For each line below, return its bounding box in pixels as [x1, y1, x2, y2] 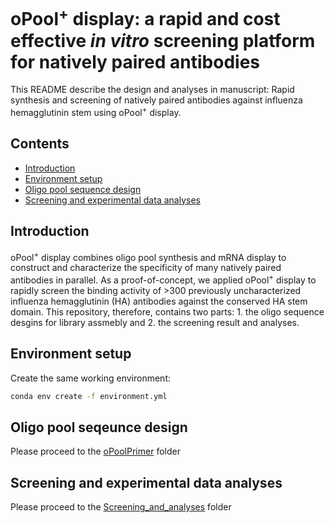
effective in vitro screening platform [10, 29, 316, 52]
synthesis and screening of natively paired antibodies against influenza [10, 94, 303, 106]
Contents [10, 135, 70, 153]
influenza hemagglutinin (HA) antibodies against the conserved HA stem [10, 295, 308, 307]
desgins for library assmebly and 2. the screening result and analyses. [10, 316, 300, 328]
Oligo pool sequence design [24, 183, 142, 195]
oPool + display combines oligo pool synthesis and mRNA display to [10, 249, 287, 263]
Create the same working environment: [10, 372, 171, 384]
